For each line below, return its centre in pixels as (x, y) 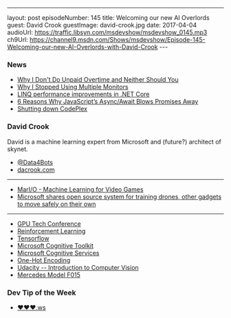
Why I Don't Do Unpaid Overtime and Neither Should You (98, 80)
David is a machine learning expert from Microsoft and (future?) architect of (114, 141)
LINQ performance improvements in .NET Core (83, 94)
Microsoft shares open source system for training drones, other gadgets (119, 196)
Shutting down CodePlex (52, 109)
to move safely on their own (56, 204)
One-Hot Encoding (44, 260)
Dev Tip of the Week (42, 293)
